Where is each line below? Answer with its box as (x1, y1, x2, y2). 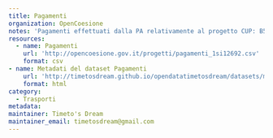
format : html (23, 80, 67, 88)
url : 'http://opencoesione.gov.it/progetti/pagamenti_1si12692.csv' (23, 50, 260, 58)
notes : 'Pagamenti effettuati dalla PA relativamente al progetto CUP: (8, 27, 256, 35)
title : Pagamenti (8, 11, 67, 20)
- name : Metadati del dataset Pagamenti (8, 65, 148, 73)
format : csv (23, 58, 63, 66)
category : (8, 87, 42, 96)
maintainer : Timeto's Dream (8, 110, 104, 119)
